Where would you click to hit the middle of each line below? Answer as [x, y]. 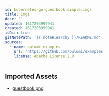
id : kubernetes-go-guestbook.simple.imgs [49, 10]
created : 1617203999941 [30, 28]
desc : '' [14, 19]
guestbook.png [28, 88]
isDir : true [17, 33]
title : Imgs [17, 14]
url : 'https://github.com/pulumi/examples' [60, 51]
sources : [14, 42]
